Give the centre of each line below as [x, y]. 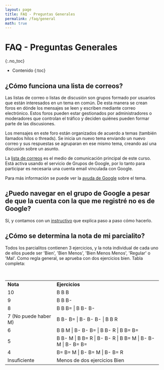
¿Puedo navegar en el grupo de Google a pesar [78, 194]
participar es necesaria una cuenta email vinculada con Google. [69, 169]
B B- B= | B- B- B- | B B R [87, 319]
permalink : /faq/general [30, 19]
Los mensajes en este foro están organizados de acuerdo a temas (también [81, 133]
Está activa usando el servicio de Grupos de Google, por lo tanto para [75, 163]
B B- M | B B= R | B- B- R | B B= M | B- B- [106, 338]
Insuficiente [21, 360]
